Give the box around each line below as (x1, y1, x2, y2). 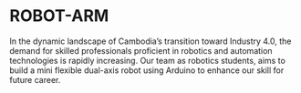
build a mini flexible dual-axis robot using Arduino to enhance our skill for (9, 65, 285, 76)
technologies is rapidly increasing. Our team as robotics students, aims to (9, 55, 285, 66)
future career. (9, 74, 61, 85)
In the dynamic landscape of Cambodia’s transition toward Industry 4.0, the (9, 36, 292, 46)
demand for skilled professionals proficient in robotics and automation (9, 45, 273, 56)
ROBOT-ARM (9, 5, 109, 26)
